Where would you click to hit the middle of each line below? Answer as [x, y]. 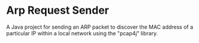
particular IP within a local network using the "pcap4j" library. [82, 33]
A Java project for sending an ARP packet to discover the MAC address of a [100, 27]
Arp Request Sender [58, 10]
